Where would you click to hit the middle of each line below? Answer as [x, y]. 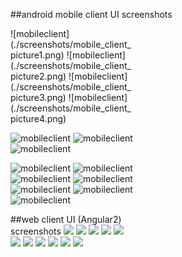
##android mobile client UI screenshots [91, 14]
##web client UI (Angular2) [66, 219]
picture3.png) [38, 97]
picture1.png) [37, 55]
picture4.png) [38, 118]
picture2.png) [38, 76]
